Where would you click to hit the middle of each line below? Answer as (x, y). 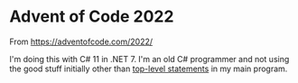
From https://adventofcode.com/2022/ (81, 41)
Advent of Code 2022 (92, 17)
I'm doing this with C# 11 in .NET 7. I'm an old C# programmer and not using (149, 59)
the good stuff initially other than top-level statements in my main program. (149, 69)
